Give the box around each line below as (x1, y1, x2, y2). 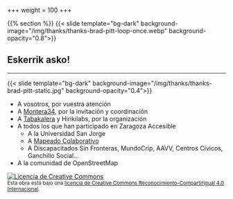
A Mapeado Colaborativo (27, 137, 99, 145)
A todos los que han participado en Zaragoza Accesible (17, 121, 177, 130)
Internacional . (7, 185, 40, 193)
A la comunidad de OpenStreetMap (17, 159, 119, 167)
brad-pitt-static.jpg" (7, 86, 64, 94)
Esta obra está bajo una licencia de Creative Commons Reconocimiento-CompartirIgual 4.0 (7, 180, 224, 187)
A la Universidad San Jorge (27, 129, 106, 137)
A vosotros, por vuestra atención (17, 100, 111, 108)
